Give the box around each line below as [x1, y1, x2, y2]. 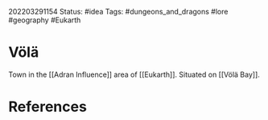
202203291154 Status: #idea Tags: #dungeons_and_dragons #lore [8, 7, 229, 16]
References [8, 98, 87, 116]
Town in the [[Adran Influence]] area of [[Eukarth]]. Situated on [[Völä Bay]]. [8, 70, 260, 79]
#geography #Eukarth [8, 15, 81, 25]
